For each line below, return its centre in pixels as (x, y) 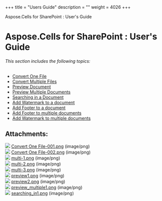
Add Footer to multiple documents (47, 113)
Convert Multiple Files (34, 81)
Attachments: (27, 134)
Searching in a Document (38, 97)
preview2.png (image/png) (38, 182)
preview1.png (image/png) (38, 176)
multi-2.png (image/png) (36, 164)
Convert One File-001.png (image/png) (50, 146)
